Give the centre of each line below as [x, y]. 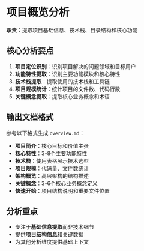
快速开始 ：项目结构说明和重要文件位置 [62, 190]
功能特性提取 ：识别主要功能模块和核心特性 [67, 74]
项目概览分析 [38, 12]
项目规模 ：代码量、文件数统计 [52, 168]
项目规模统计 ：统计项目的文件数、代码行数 [67, 89]
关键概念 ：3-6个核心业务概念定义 [56, 183]
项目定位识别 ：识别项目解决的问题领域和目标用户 [75, 66]
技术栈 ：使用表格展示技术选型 [52, 160]
